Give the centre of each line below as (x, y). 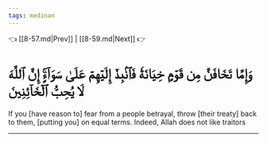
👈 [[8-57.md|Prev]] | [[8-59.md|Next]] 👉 (77, 38)
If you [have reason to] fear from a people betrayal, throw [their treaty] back (132, 113)
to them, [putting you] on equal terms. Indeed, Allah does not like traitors (127, 122)
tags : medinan (32, 15)
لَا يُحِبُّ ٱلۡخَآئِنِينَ (46, 91)
